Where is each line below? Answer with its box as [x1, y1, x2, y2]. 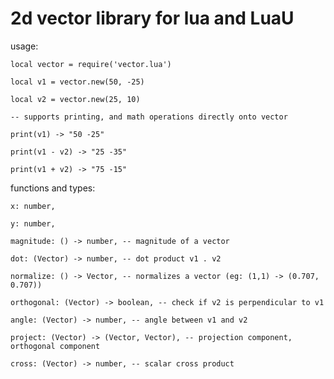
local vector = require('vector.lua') [10, 59, 172, 69]
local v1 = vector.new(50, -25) [10, 77, 145, 87]
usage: [10, 40, 39, 52]
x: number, [10, 201, 56, 211]
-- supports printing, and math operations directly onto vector [10, 112, 288, 122]
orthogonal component [10, 341, 101, 351]
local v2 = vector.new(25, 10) [10, 94, 141, 104]
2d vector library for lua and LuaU [10, 7, 295, 30]
